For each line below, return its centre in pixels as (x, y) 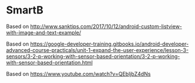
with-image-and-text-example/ (43, 32)
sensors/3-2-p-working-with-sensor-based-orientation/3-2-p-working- (93, 56)
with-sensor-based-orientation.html (49, 63)
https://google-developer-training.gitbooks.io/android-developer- (110, 44)
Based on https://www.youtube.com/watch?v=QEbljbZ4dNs (78, 74)
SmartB (25, 10)
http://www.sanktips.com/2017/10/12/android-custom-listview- (106, 26)
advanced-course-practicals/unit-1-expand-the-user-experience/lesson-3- (97, 50)
